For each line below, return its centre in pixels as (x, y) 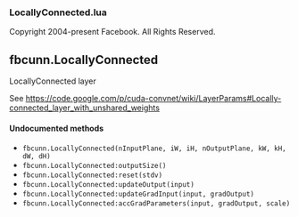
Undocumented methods (57, 128)
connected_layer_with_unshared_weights (85, 108)
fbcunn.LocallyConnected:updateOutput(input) (108, 185)
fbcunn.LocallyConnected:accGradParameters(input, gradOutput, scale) (156, 204)
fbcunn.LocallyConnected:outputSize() (94, 166)
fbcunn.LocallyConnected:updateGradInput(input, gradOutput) (138, 194)
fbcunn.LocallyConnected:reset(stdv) (92, 175)
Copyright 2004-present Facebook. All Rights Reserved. (112, 32)
